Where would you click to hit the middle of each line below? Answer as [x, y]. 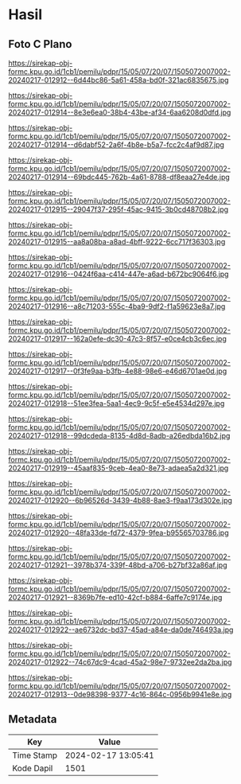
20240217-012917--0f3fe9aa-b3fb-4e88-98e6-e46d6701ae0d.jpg [118, 371]
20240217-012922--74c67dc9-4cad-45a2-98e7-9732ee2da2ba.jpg [120, 662]
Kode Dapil [33, 768]
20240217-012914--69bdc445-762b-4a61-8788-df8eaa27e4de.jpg [119, 177]
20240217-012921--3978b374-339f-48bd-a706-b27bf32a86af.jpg [118, 565]
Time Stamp [35, 755]
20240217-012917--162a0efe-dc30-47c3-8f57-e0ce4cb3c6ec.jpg [117, 339]
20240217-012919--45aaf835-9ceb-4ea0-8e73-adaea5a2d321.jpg [119, 468]
